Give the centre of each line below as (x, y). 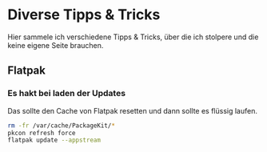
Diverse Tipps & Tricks (84, 15)
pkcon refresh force (42, 133)
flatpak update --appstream (54, 140)
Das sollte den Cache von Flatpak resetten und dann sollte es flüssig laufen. (132, 110)
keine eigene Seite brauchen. (56, 45)
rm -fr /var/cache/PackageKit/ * (61, 126)
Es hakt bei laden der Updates (66, 94)
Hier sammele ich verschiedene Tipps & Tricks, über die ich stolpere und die (133, 37)
